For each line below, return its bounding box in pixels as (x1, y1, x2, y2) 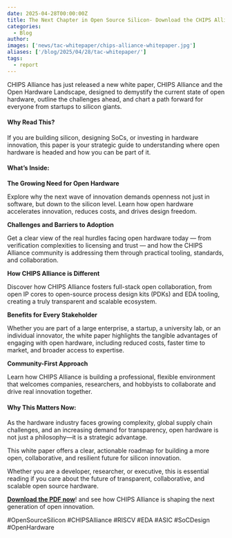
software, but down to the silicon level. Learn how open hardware (7, 200, 193, 208)
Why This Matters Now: (7, 403, 77, 411)
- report (13, 61, 39, 68)
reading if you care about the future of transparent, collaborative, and (7, 475, 205, 483)
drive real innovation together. (7, 388, 93, 396)
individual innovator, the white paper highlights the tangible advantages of (7, 332, 218, 340)
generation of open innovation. (7, 503, 95, 511)
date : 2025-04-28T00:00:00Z (7, 10, 88, 17)
